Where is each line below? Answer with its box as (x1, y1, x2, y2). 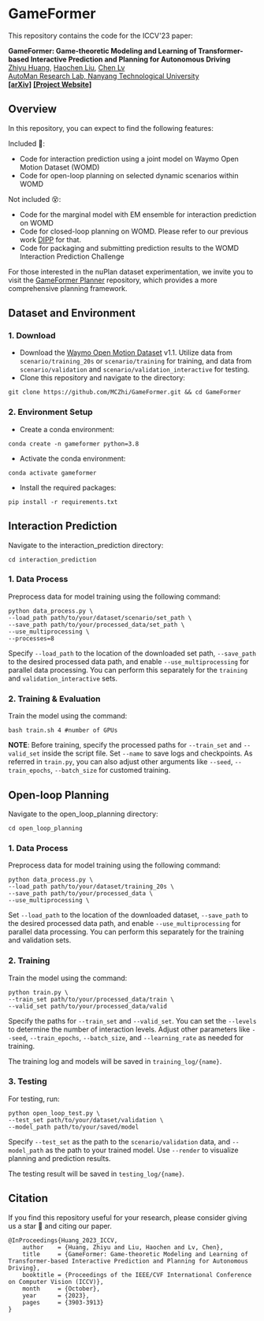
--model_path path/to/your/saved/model (8, 1123, 139, 1131)
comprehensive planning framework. (8, 283, 128, 293)
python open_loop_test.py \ (8, 1109, 101, 1117)
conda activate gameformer (8, 468, 97, 477)
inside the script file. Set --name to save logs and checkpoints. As (42, 748, 253, 758)
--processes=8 (8, 634, 55, 643)
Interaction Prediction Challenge (19, 252, 125, 261)
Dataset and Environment (8, 307, 136, 320)
